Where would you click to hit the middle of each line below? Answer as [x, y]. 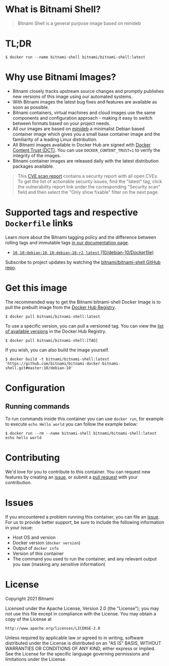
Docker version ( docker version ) [46, 543]
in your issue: [19, 527]
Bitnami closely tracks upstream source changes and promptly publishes [88, 91]
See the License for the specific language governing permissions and [77, 654]
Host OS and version [34, 537]
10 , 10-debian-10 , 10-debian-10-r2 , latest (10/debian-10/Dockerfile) [83, 252]
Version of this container [38, 553]
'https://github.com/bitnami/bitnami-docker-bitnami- [63, 364]
